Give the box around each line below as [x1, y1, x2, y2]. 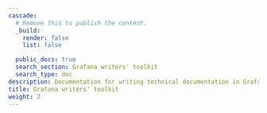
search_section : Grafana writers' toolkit [15, 63, 158, 72]
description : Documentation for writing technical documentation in [8, 77, 240, 86]
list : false [22, 41, 62, 49]
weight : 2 [8, 92, 41, 100]
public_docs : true [15, 56, 77, 64]
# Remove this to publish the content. [15, 19, 148, 27]
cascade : [8, 11, 37, 20]
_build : [15, 26, 41, 34]
